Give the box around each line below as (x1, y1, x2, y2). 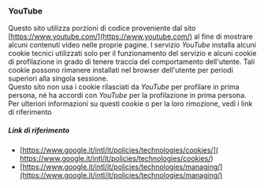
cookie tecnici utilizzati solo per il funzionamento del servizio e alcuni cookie (8, 49, 257, 58)
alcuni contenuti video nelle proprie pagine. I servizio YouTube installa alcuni (8, 40, 257, 50)
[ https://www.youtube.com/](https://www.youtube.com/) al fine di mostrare (8, 32, 254, 41)
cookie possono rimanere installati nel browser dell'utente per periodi (8, 66, 234, 75)
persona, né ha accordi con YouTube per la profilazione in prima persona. (8, 91, 247, 100)
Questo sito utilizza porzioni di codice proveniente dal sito (8, 24, 196, 33)
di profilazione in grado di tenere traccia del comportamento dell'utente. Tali (8, 57, 255, 66)
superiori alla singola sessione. (8, 73, 109, 84)
